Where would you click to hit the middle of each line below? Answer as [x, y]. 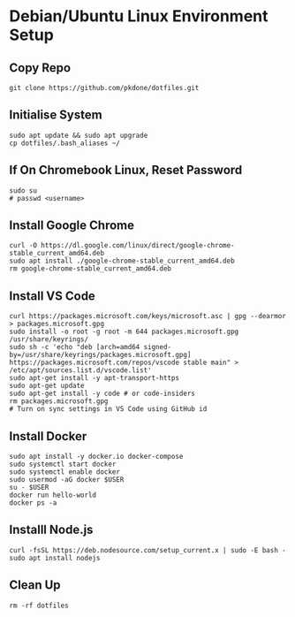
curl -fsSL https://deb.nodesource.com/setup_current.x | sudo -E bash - [148, 550]
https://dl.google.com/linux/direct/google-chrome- [138, 246]
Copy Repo [40, 68]
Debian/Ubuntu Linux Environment [139, 16]
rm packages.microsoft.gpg [59, 401]
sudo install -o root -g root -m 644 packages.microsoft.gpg [124, 332]
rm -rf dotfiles [39, 606]
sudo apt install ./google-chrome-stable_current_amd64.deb [122, 261]
